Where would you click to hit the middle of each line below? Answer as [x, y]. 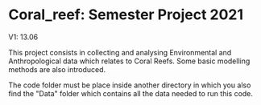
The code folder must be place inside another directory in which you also [130, 85]
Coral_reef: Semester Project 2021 [126, 15]
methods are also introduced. [57, 69]
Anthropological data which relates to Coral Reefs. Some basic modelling [129, 61]
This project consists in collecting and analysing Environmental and [120, 52]
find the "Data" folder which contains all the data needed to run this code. [131, 93]
